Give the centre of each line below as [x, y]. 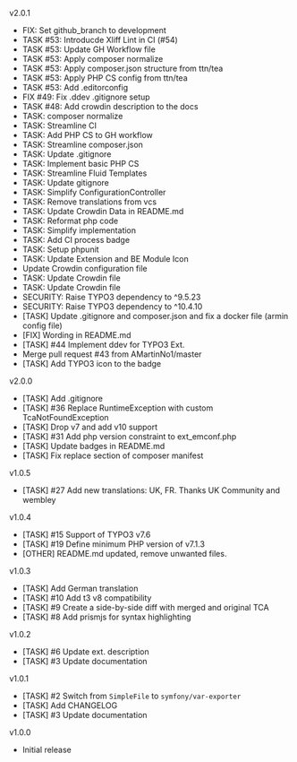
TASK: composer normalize [72, 116]
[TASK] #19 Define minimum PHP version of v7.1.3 [114, 544]
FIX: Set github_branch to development [94, 30]
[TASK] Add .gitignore [63, 398]
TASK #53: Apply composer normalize [93, 59]
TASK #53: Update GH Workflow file [89, 49]
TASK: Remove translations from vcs [89, 202]
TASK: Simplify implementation [79, 230]
